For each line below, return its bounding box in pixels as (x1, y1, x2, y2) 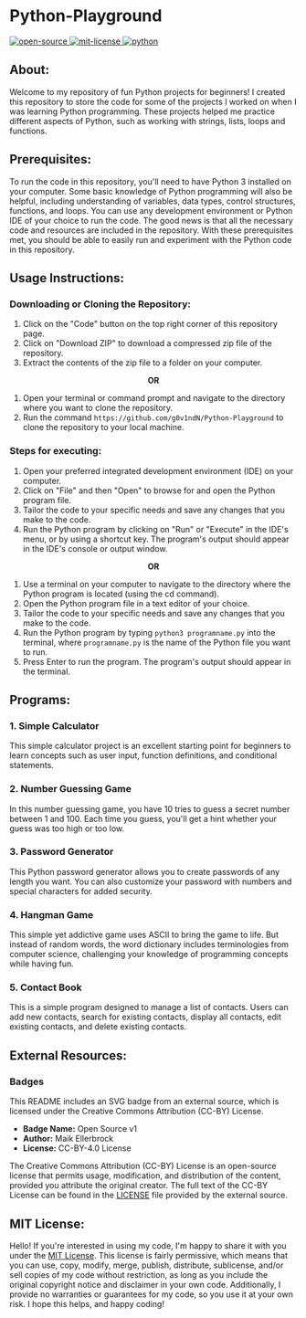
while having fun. (9, 958, 75, 969)
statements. (9, 760, 55, 771)
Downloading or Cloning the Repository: (9, 298, 192, 311)
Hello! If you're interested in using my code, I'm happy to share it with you (9, 1239, 287, 1251)
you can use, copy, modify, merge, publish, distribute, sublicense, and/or (9, 1260, 284, 1271)
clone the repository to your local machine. (22, 422, 185, 433)
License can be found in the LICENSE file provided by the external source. (9, 1189, 289, 1201)
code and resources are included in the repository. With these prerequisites (9, 225, 294, 236)
